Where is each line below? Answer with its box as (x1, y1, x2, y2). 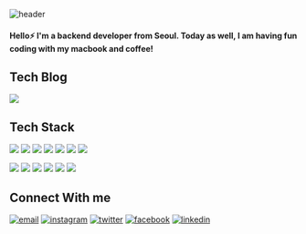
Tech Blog (9, 69, 69, 85)
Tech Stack (9, 119, 75, 135)
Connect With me (9, 189, 111, 205)
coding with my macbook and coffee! (9, 43, 153, 54)
